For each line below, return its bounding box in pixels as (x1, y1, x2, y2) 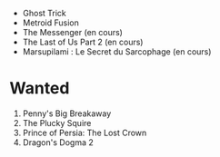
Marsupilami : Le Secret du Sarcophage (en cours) (22, 46, 212, 57)
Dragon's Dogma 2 (22, 136, 94, 148)
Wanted (9, 78, 70, 99)
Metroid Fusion (22, 17, 80, 28)
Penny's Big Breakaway (22, 108, 112, 119)
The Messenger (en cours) (22, 27, 123, 37)
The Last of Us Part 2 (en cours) (22, 36, 144, 47)
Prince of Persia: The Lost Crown (22, 127, 147, 138)
